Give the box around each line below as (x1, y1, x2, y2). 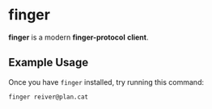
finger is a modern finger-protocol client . (8, 32, 149, 42)
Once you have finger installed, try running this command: (8, 77, 205, 86)
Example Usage (8, 56, 89, 69)
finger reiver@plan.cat (8, 93, 89, 101)
